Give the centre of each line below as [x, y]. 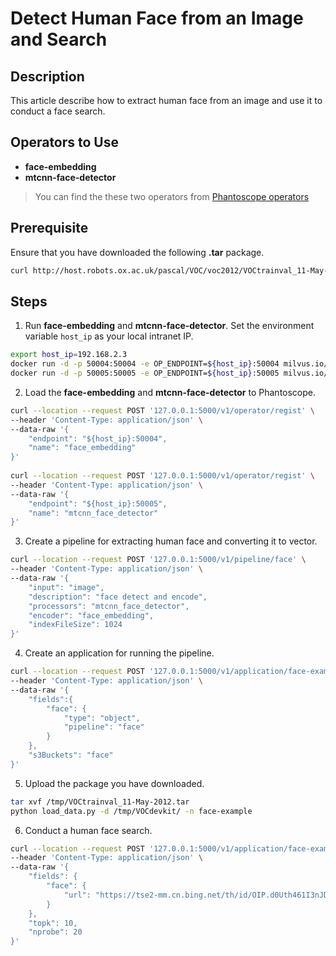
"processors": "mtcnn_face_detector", [109, 606]
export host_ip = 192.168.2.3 [69, 355]
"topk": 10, [53, 923]
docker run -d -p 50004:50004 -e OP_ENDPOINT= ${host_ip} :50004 [145, 364]
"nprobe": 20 [55, 932]
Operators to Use [65, 142]
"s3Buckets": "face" [71, 755]
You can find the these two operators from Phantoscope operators [172, 196]
